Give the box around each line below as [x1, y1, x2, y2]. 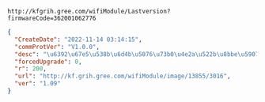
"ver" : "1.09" [14, 80, 61, 88]
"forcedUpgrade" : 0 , [14, 58, 82, 66]
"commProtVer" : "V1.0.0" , [14, 43, 100, 51]
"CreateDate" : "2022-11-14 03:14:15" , [14, 36, 143, 43]
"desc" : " [14, 50, 47, 59]
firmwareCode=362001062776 [7, 14, 97, 22]
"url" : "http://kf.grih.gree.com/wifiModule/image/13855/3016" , [14, 72, 231, 81]
